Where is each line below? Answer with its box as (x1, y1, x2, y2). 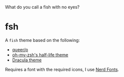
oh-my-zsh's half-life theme (12, 52, 69, 58)
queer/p (12, 46, 28, 53)
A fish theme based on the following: (5, 37, 80, 43)
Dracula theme (12, 57, 42, 63)
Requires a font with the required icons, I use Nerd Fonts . (5, 66, 119, 72)
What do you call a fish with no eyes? (5, 4, 80, 10)
